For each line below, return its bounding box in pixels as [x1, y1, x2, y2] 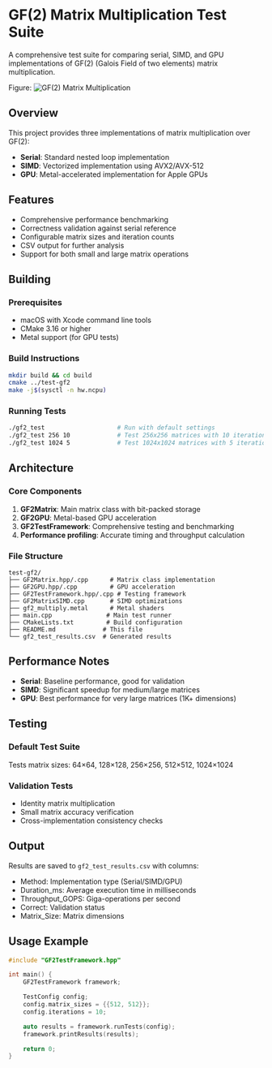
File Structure [8, 550, 63, 562]
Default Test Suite [8, 741, 81, 752]
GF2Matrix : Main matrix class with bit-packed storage [19, 504, 201, 514]
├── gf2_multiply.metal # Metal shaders [8, 605, 164, 613]
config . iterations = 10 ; [23, 1008, 107, 1016]
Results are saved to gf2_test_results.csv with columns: [8, 860, 199, 870]
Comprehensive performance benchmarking [19, 214, 168, 224]
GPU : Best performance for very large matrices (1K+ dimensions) [19, 693, 237, 703]
